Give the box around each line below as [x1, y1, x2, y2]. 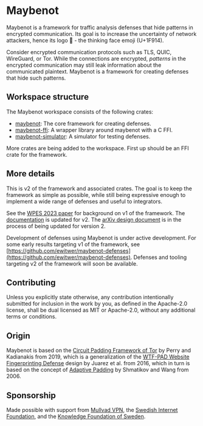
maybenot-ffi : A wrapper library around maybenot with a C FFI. [15, 126, 173, 134]
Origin [6, 331, 30, 341]
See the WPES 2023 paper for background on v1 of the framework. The [6, 209, 185, 216]
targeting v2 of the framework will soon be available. [6, 259, 138, 267]
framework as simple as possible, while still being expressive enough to [6, 191, 186, 198]
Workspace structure [6, 92, 89, 102]
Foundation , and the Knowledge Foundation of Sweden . [6, 413, 146, 420]
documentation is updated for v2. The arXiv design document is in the [6, 216, 182, 223]
